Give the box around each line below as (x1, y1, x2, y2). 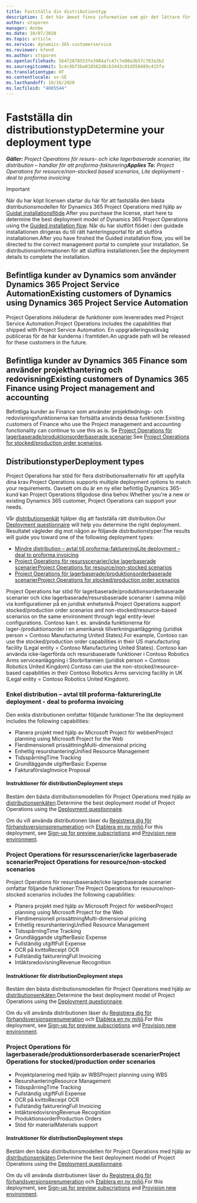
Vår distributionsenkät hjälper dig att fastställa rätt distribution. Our (6, 515, 166, 522)
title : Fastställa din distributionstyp (6, 8, 107, 15)
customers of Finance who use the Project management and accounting (6, 421, 181, 428)
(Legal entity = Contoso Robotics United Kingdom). (6, 675, 130, 683)
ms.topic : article (6, 36, 51, 42)
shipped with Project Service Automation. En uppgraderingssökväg (6, 326, 169, 333)
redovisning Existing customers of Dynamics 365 (6, 374, 189, 384)
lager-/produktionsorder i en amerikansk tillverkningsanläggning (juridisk (6, 625, 183, 632)
